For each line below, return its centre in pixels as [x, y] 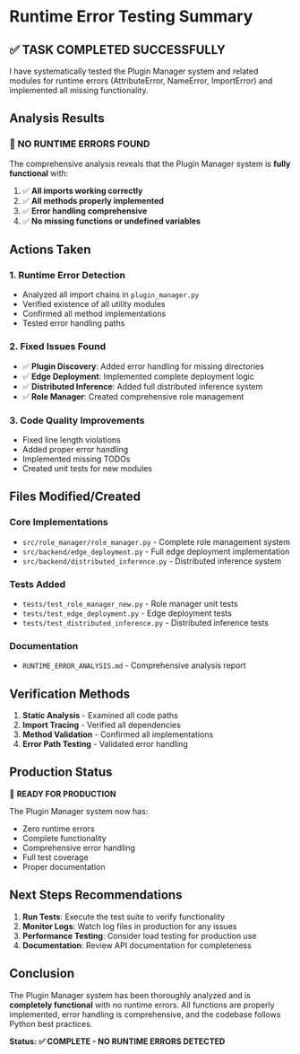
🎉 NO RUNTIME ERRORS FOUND [80, 144]
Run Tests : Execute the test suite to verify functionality [124, 917]
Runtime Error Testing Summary [131, 17]
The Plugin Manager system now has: [79, 811]
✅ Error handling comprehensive [85, 211]
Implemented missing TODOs [76, 459]
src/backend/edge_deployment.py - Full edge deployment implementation [156, 551]
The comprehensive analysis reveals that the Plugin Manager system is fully [150, 163]
